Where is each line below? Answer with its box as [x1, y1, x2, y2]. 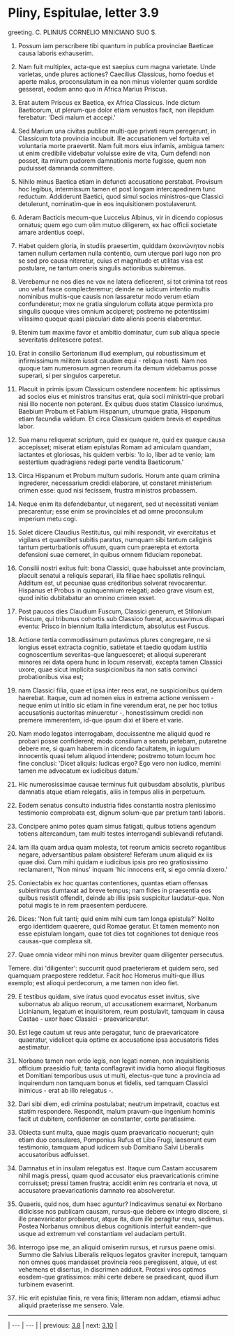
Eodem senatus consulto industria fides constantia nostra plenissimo [17, 801, 216, 809]
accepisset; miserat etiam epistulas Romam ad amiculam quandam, [17, 442, 212, 451]
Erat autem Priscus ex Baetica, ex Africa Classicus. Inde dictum [17, 98, 201, 106]
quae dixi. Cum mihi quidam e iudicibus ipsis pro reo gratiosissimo [17, 857, 209, 866]
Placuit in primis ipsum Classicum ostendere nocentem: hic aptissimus [17, 384, 220, 393]
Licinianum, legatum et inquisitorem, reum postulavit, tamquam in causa [17, 1007, 225, 1015]
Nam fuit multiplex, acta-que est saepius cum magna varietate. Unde [17, 62, 216, 71]
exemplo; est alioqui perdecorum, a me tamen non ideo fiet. [8, 978, 180, 987]
